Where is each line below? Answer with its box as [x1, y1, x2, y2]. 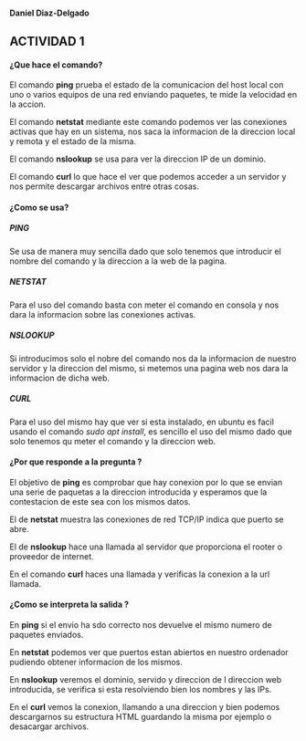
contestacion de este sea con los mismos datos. [9, 496, 191, 506]
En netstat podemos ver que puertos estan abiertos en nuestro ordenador [9, 647, 290, 658]
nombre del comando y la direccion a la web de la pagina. [9, 256, 227, 266]
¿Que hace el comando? [9, 59, 103, 70]
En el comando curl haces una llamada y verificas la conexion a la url [9, 569, 270, 579]
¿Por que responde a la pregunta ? [9, 456, 142, 467]
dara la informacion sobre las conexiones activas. [9, 308, 196, 319]
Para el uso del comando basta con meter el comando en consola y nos [9, 299, 280, 310]
